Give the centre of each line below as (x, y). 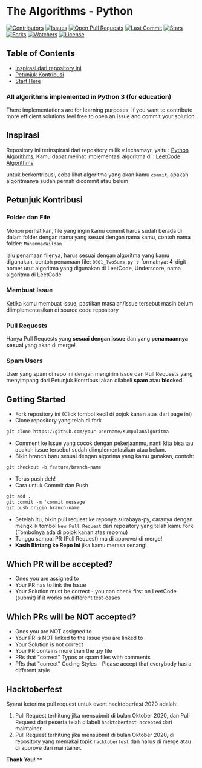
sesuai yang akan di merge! (41, 345)
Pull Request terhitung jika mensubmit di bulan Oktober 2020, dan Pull (102, 716)
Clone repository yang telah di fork (58, 421)
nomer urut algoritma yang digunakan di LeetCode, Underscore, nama (94, 268)
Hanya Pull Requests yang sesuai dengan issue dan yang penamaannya (97, 339)
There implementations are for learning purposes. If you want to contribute (99, 110)
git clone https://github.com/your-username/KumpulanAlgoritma (88, 432)
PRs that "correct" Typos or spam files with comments (83, 657)
